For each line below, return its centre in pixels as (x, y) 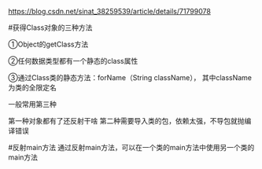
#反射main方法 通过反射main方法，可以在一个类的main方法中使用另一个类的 (131, 147)
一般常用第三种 (32, 104)
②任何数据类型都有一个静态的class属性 (73, 61)
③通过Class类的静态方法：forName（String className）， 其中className (130, 77)
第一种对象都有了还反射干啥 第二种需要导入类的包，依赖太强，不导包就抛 (126, 121)
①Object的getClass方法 (48, 44)
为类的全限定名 (32, 87)
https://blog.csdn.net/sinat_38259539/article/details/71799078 (109, 11)
